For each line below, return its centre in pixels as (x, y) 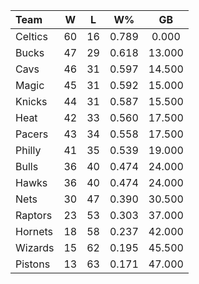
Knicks (31, 101)
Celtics (31, 36)
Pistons (33, 264)
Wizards (35, 247)
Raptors (34, 215)
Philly (28, 150)
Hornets (34, 231)
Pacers (32, 134)
